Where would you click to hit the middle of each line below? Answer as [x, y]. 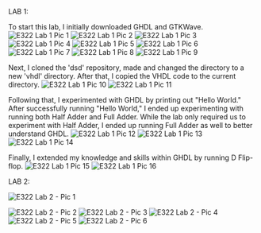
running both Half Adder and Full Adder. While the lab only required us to [127, 117]
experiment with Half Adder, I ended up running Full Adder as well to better [130, 125]
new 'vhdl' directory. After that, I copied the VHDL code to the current [122, 76]
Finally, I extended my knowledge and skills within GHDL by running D [122, 157]
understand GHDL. [39, 134]
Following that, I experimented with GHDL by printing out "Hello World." [125, 100]
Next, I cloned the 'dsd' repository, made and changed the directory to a [126, 68]
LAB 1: [19, 12]
